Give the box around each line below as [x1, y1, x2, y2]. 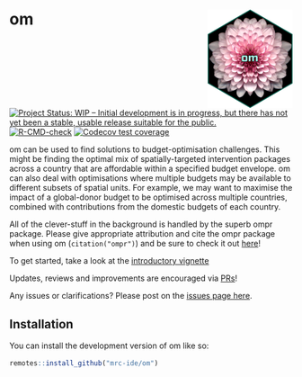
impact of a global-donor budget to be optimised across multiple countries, [9, 192, 288, 202]
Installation [9, 316, 74, 332]
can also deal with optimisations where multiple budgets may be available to [9, 173, 292, 184]
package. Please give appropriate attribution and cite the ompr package [9, 229, 276, 239]
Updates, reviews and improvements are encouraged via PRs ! [9, 273, 238, 283]
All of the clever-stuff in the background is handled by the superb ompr [9, 219, 273, 229]
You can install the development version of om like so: [9, 340, 209, 351]
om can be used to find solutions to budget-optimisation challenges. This [9, 144, 280, 155]
